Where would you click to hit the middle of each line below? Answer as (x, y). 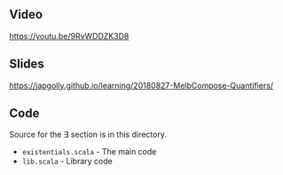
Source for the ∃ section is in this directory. (88, 135)
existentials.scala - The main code (89, 152)
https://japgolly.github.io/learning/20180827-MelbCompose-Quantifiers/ (141, 85)
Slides (27, 64)
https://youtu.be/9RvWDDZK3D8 (69, 36)
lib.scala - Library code (67, 161)
